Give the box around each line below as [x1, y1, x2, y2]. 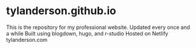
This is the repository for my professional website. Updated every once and [6, 24, 191, 31]
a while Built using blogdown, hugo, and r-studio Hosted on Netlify [6, 30, 169, 37]
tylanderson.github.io [6, 4, 117, 18]
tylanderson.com [6, 36, 48, 43]
